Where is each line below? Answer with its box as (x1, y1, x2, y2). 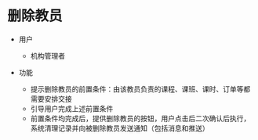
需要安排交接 (30, 94, 72, 103)
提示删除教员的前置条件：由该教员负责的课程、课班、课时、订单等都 (30, 84, 251, 94)
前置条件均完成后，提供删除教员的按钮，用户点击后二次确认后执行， (30, 113, 251, 123)
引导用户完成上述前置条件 (30, 103, 114, 113)
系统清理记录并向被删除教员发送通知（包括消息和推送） (30, 123, 209, 133)
